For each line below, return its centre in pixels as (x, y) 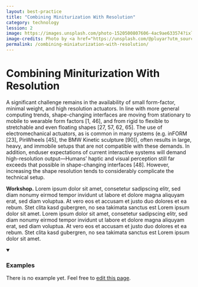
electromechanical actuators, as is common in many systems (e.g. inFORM (97, 134)
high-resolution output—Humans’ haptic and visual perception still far (90, 158)
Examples (21, 265)
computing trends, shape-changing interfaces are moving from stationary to (98, 115)
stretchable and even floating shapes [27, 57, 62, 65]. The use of (84, 127)
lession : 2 (19, 28)
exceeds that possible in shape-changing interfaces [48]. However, (88, 165)
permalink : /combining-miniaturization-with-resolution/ (77, 45)
